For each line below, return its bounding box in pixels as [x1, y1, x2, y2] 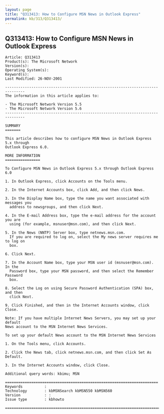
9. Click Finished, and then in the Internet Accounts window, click [5, 303, 150, 308]
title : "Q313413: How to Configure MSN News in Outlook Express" [5, 12, 141, 17]
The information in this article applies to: [5, 93, 99, 98]
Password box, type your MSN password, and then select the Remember [9, 269, 154, 274]
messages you [5, 200, 32, 205]
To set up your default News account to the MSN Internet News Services [5, 333, 156, 338]
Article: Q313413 [5, 55, 41, 60]
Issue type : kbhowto [5, 397, 64, 402]
